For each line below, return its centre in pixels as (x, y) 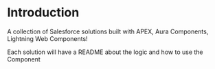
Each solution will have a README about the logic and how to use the (105, 52)
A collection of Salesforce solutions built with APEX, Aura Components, (108, 31)
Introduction (43, 13)
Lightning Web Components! (47, 38)
